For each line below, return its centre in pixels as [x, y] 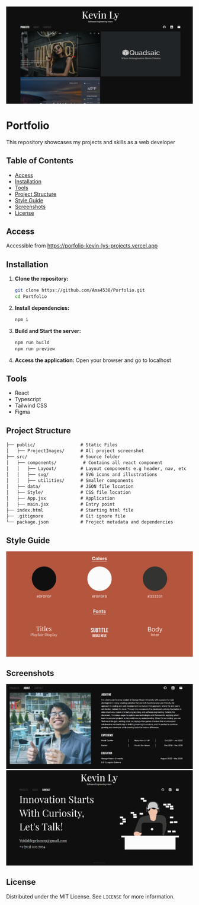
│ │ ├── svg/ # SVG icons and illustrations [82, 475]
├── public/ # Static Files [62, 445]
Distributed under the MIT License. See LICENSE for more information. [90, 896]
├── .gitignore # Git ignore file [66, 516]
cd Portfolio [31, 297]
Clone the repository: [41, 279]
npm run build [32, 342]
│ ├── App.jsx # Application [61, 498]
